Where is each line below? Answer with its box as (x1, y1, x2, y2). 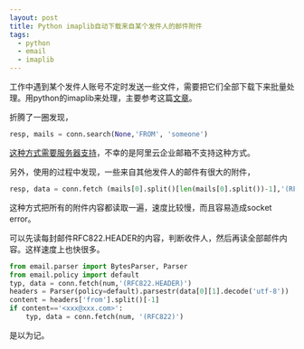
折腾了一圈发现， (9, 112, 73, 122)
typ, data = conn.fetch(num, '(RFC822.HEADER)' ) (9, 278, 193, 288)
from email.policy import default (9, 270, 140, 279)
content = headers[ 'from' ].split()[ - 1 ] (9, 296, 160, 305)
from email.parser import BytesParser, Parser (9, 261, 188, 271)
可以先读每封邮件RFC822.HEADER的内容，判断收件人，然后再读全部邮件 (9, 232, 280, 243)
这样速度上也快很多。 (24, 243, 105, 254)
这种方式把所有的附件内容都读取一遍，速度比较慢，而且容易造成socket (9, 202, 272, 212)
